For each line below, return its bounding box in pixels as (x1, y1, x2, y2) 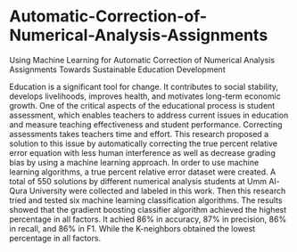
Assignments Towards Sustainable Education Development (9, 64, 226, 75)
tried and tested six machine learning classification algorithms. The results (9, 194, 283, 206)
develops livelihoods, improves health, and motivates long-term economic (9, 91, 281, 102)
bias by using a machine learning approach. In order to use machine (9, 157, 260, 167)
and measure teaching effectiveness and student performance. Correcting (9, 118, 283, 130)
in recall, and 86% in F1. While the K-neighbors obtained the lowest (9, 223, 256, 233)
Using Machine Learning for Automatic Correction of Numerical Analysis (9, 54, 275, 65)
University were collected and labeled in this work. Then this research (29, 185, 286, 196)
